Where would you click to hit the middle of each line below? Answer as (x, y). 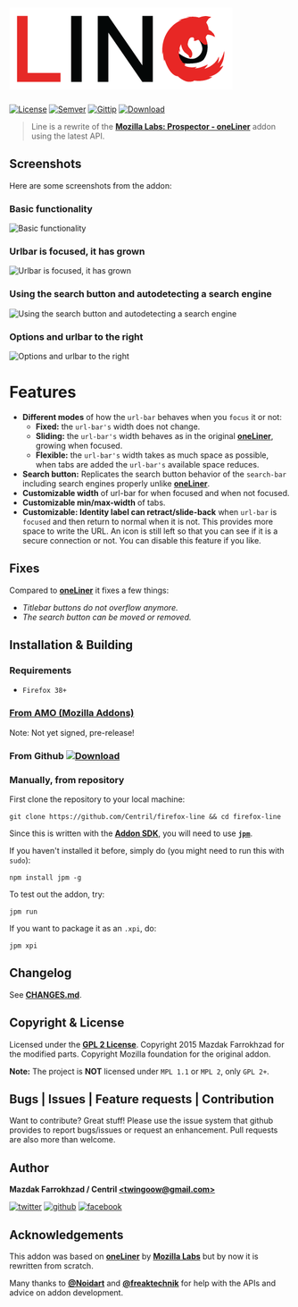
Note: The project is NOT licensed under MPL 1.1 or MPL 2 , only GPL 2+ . (139, 1071)
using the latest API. (68, 136)
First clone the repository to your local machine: (97, 799)
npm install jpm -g (46, 877)
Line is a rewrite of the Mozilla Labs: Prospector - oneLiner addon (153, 126)
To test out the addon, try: (57, 894)
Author (29, 1168)
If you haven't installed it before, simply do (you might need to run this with (147, 850)
